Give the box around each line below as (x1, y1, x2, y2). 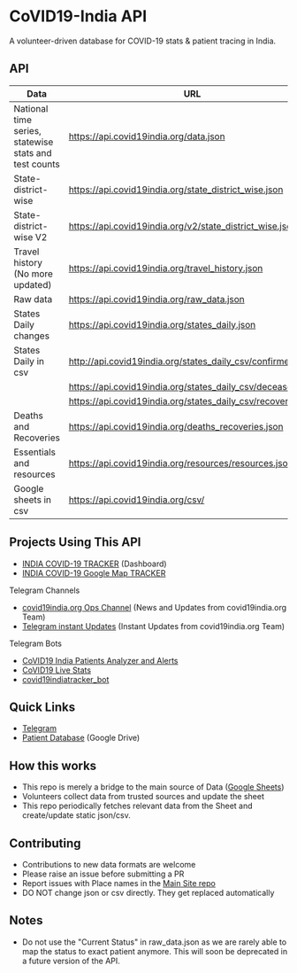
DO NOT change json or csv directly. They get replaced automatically (21, 888, 275, 898)
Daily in (13, 354, 44, 367)
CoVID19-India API (9, 6, 148, 27)
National (13, 102, 49, 114)
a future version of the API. (21, 955, 121, 966)
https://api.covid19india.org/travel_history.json (68, 261, 263, 274)
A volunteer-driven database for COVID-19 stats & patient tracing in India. (9, 35, 277, 46)
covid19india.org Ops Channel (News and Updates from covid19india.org (21, 602, 287, 612)
